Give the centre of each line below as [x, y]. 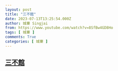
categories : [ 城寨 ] [27, 42]
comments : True [21, 37]
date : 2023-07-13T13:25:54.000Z [38, 19]
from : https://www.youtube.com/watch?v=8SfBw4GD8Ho [59, 28]
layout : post [18, 10]
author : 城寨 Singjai [27, 23]
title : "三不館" [21, 14]
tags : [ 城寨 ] [20, 32]
